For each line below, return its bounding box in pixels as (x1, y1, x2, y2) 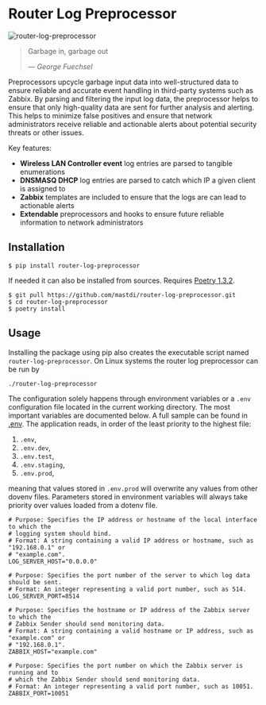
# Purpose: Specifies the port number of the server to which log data (8, 571, 250, 580)
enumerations (19, 167, 66, 176)
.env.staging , (19, 460, 65, 469)
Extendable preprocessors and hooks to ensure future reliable (19, 209, 225, 218)
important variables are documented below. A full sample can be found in (8, 410, 249, 420)
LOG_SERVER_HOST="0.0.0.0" (8, 557, 98, 565)
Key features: (8, 143, 52, 152)
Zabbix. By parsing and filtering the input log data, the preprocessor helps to (8, 94, 259, 103)
